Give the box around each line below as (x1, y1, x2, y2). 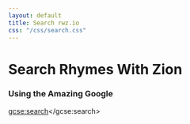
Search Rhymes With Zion (8, 60, 183, 78)
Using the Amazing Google (8, 88, 113, 100)
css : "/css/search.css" (8, 26, 87, 34)
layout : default (8, 11, 62, 20)
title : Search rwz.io (8, 19, 80, 27)
